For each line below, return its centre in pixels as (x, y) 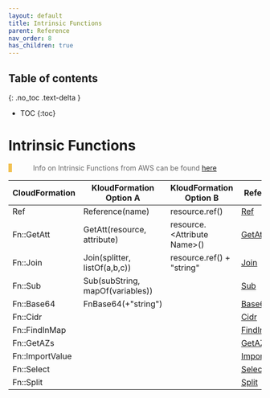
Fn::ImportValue (42, 356)
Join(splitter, (107, 257)
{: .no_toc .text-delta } (45, 97)
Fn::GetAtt (31, 234)
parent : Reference (39, 31)
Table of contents (53, 78)
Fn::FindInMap (39, 330)
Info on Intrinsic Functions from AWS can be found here (125, 168)
